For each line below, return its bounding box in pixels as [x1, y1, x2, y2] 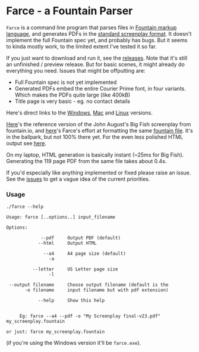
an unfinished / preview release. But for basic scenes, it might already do [6, 61, 185, 68]
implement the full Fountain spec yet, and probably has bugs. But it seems [6, 36, 188, 43]
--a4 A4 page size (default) [43, 251, 127, 257]
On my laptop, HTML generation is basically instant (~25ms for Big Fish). [6, 151, 184, 158]
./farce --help [6, 204, 44, 210]
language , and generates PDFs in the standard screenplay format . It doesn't [6, 30, 192, 37]
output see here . [6, 139, 46, 147]
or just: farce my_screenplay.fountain [6, 329, 105, 335]
